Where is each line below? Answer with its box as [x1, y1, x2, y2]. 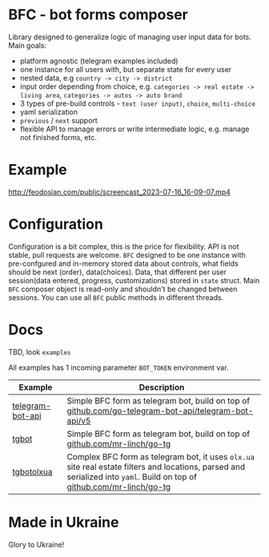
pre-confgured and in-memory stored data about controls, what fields [8, 258, 239, 268]
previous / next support [19, 115, 98, 125]
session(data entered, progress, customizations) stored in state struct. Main [8, 275, 260, 285]
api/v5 [66, 415, 91, 426]
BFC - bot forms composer [8, 6, 188, 24]
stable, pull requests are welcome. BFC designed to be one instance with [8, 250, 246, 259]
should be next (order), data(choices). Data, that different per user [8, 266, 227, 277]
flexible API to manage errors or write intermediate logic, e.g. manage [19, 124, 250, 134]
